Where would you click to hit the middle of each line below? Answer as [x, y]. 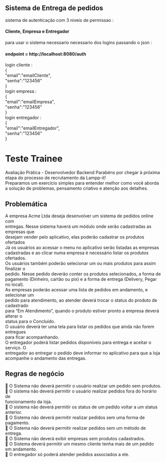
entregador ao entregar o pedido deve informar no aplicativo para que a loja [83, 353]
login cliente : [19, 65]
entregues [16, 331]
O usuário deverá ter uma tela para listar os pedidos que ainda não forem [80, 327]
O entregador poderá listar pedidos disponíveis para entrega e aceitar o [78, 342]
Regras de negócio [35, 374]
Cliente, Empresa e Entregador [37, 31]
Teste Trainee [34, 159]
